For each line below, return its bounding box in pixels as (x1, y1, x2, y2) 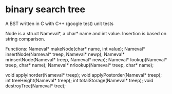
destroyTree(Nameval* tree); (5, 83, 66, 89)
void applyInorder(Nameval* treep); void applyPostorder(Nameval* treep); (5, 72, 162, 78)
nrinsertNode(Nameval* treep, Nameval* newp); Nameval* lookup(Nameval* (5, 56, 167, 62)
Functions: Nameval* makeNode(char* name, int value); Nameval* (5, 45, 145, 52)
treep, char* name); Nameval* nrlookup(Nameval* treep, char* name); (5, 62, 154, 68)
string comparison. (5, 36, 45, 42)
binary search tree (5, 4, 86, 15)
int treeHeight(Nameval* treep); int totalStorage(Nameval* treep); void (5, 77, 154, 83)
